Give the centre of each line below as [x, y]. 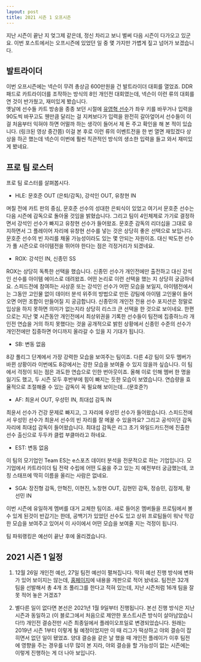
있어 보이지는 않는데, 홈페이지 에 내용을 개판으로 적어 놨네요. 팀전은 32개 [105, 580]
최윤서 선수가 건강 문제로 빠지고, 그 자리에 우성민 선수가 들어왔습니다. [87, 412]
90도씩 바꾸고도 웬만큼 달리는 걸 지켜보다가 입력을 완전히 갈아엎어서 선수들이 [96, 116]
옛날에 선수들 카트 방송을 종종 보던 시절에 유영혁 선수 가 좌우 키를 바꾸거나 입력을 [100, 109]
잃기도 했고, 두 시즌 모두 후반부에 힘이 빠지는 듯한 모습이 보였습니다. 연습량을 [95, 379]
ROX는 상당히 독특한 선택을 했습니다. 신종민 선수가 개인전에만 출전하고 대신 [94, 271]
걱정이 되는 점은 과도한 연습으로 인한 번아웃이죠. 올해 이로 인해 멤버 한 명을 [104, 372]
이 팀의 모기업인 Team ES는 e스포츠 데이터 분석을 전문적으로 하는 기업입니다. [96, 460]
